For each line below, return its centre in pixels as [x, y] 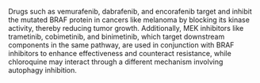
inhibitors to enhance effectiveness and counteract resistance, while [120, 53]
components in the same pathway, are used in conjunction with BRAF [121, 45]
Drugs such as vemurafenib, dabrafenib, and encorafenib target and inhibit [130, 11]
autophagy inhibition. [43, 70]
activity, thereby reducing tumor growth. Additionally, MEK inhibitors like [126, 28]
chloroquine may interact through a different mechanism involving [116, 62]
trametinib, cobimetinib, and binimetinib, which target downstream [117, 36]
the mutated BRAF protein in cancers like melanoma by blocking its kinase [129, 20]
